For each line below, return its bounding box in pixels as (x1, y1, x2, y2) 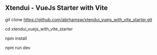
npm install (5, 35, 27, 41)
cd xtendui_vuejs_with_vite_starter (5, 26, 73, 32)
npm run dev (5, 44, 31, 50)
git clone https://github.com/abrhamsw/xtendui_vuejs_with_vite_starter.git (5, 16, 152, 22)
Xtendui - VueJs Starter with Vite (5, 4, 108, 12)
